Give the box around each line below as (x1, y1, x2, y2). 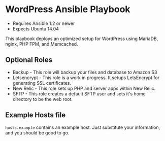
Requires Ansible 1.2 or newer (12, 20, 75, 26)
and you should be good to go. (5, 129, 70, 135)
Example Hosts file (5, 111, 66, 120)
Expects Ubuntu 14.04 (12, 25, 59, 31)
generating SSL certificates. (12, 80, 71, 86)
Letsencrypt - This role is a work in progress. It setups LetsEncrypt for (12, 75, 160, 81)
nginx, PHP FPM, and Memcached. (5, 41, 78, 47)
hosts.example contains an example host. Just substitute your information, (5, 124, 160, 130)
